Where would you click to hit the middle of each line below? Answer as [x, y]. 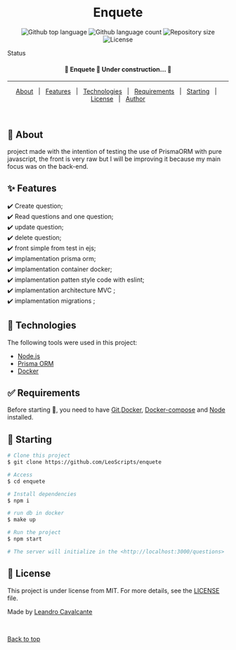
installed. [20, 417]
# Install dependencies [42, 494]
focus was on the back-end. [48, 166]
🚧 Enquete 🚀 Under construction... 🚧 [118, 69]
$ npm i [19, 500]
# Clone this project [39, 456]
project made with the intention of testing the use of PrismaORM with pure [115, 151]
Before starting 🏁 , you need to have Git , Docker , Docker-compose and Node [117, 410]
